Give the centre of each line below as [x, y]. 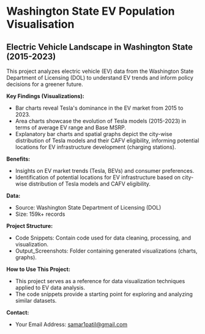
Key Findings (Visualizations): [45, 96]
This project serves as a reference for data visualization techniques [100, 281]
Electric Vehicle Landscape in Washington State [99, 47]
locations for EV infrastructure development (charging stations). [95, 147]
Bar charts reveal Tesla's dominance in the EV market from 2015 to [99, 108]
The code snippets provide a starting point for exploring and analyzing [104, 294]
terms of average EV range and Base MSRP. [71, 127]
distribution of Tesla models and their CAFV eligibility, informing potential [107, 140]
